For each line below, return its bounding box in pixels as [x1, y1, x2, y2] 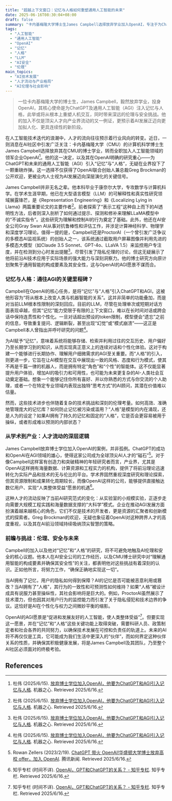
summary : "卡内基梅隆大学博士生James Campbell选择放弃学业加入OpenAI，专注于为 [5, 21, 162, 27]
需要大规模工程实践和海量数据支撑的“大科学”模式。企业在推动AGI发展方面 [9, 502, 165, 508]
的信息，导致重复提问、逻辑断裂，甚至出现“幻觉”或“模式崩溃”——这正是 [5, 320, 157, 326]
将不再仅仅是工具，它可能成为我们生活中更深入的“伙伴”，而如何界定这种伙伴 [5, 633, 166, 640]
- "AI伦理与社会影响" [10, 83, 51, 89]
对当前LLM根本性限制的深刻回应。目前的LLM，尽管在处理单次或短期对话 [5, 300, 158, 307]
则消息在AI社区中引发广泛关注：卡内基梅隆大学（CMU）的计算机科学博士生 [5, 141, 164, 147]
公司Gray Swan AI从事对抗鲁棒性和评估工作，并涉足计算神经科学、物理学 [9, 223, 164, 229]
